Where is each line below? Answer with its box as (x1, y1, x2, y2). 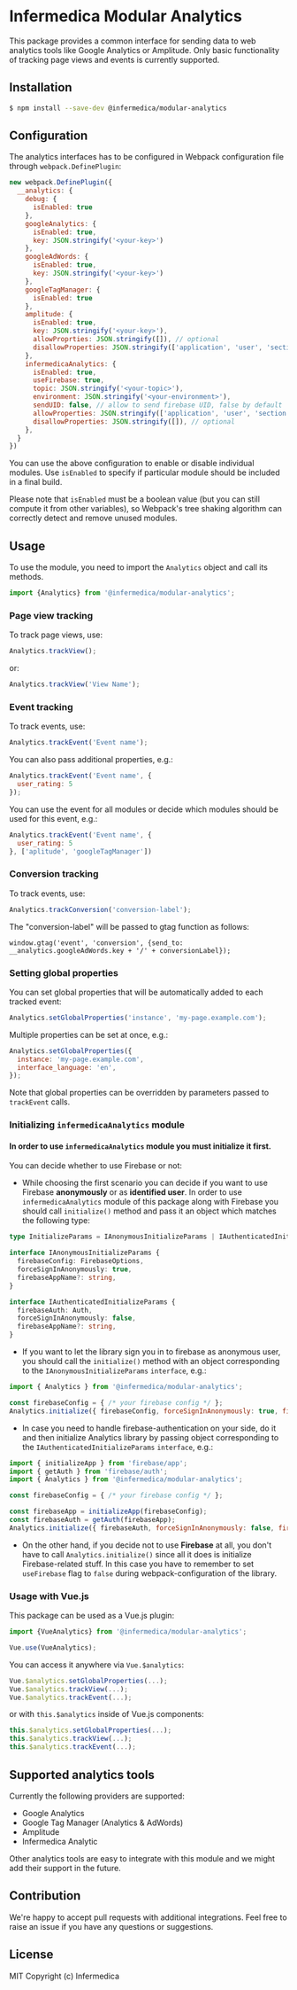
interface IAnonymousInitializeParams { (9, 1248, 161, 1258)
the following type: (21, 1215, 90, 1226)
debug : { (25, 195, 57, 204)
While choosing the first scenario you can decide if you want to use (21, 1177, 268, 1189)
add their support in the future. (9, 1862, 121, 1873)
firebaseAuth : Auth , (17, 1306, 93, 1315)
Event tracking (9, 700, 73, 713)
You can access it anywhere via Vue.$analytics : (9, 1659, 185, 1670)
